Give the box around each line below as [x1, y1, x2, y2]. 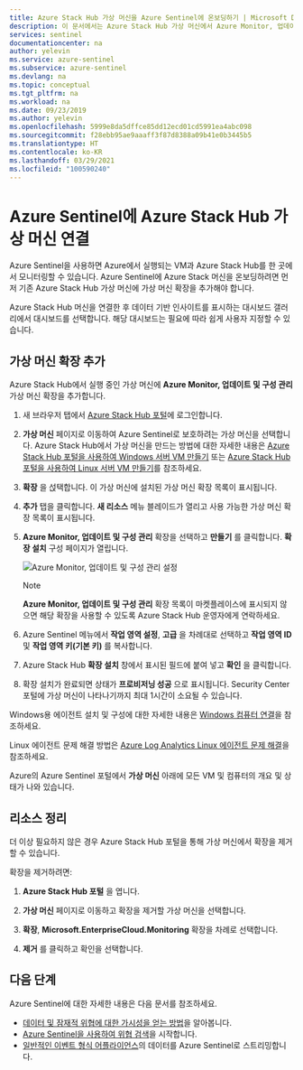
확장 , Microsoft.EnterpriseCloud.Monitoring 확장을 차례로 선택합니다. [22, 924, 279, 935]
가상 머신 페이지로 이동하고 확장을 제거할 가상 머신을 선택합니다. [22, 905, 246, 916]
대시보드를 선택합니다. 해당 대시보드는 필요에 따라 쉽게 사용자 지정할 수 [32, 313, 281, 324]
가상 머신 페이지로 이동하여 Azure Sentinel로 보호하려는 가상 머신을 [22, 429, 260, 440]
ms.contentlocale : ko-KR [9, 147, 103, 156]
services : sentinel [9, 30, 83, 39]
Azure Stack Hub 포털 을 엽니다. [22, 886, 140, 897]
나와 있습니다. [25, 782, 75, 793]
